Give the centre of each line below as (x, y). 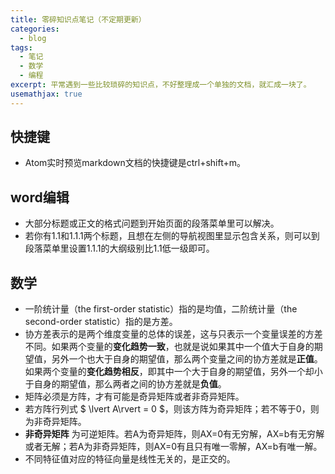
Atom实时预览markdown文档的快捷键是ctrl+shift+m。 (135, 163)
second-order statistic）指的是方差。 (101, 322)
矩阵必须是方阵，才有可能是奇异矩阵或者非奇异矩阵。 (134, 397)
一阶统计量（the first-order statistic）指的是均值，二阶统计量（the (161, 309)
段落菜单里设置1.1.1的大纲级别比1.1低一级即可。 (119, 248)
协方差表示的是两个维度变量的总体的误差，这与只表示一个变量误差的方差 (173, 334)
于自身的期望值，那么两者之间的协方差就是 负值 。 (125, 384)
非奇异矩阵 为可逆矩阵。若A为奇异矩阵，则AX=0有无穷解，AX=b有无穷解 (174, 434)
